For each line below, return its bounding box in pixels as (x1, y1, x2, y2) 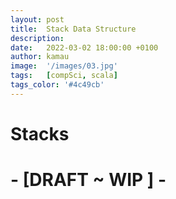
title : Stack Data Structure (10, 24, 137, 34)
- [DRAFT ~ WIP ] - (10, 169, 167, 191)
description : (10, 33, 65, 43)
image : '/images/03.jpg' (10, 61, 118, 71)
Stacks (10, 122, 70, 145)
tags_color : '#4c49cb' (10, 80, 105, 90)
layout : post (10, 14, 65, 25)
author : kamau (10, 52, 70, 62)
